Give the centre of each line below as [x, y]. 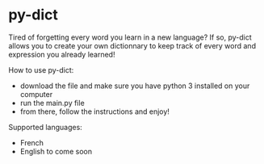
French [32, 142]
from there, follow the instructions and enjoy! [94, 111]
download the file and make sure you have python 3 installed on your [135, 86]
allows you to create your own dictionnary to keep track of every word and [132, 45]
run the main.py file [52, 103]
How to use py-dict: [41, 69]
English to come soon [56, 151]
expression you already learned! [62, 54]
